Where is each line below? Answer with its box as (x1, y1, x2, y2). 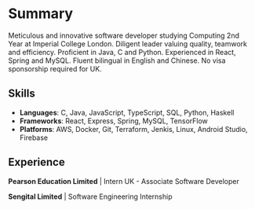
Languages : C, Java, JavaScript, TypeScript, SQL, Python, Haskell (19, 108, 235, 117)
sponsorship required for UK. (8, 64, 102, 73)
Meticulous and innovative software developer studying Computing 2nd (8, 31, 239, 40)
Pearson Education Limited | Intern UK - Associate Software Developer (8, 176, 239, 185)
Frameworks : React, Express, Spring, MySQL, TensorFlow (19, 115, 208, 126)
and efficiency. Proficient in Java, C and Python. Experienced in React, (8, 47, 237, 57)
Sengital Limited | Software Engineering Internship (8, 192, 173, 201)
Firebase (19, 133, 49, 142)
